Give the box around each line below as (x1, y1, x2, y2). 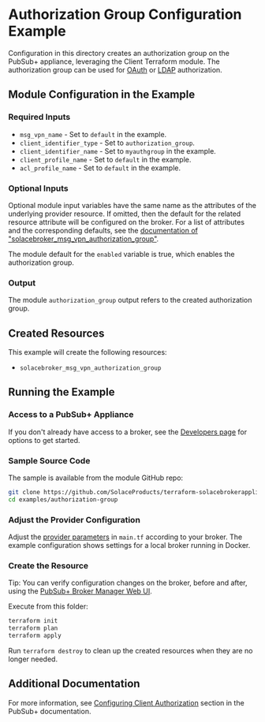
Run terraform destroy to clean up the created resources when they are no (8, 646, 253, 655)
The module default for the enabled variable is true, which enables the (8, 249, 235, 259)
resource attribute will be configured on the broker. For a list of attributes (8, 217, 245, 226)
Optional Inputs (8, 183, 69, 194)
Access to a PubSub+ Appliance (8, 409, 134, 420)
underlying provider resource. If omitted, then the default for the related (8, 209, 241, 218)
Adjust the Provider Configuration (8, 514, 140, 525)
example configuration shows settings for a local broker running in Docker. (8, 541, 251, 550)
